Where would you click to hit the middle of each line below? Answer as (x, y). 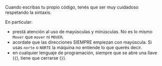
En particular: (19, 22)
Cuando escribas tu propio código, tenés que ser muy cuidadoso (72, 7)
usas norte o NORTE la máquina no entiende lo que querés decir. (77, 47)
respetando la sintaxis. (28, 12)
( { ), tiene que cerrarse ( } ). (39, 58)
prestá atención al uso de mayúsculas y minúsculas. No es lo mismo (82, 32)
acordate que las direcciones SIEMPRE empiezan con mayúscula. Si (82, 42)
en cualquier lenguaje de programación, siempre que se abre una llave (85, 53)
